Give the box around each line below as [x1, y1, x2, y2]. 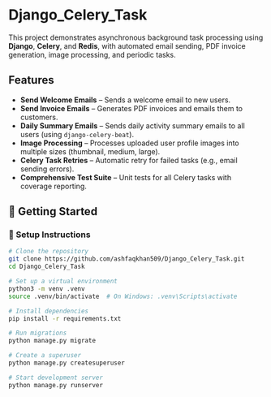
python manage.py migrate [8, 337, 96, 345]
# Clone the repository [8, 248, 89, 256]
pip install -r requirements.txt [8, 314, 122, 322]
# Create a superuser [8, 352, 82, 360]
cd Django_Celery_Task [8, 262, 85, 271]
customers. [19, 112, 58, 122]
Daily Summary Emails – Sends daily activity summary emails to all [19, 120, 245, 131]
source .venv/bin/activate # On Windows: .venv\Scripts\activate [8, 292, 238, 300]
